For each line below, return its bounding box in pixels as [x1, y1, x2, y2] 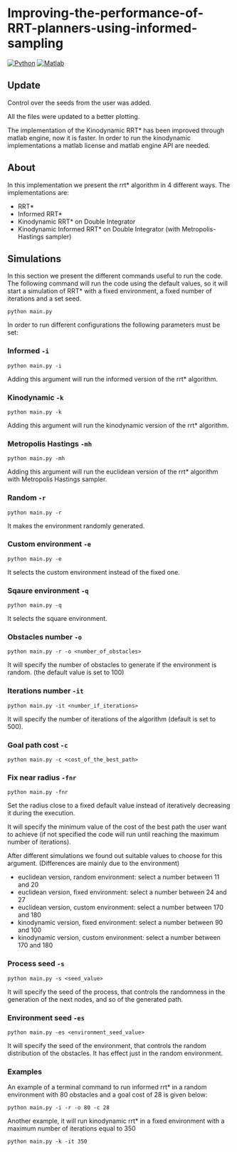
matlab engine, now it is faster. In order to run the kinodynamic [7, 133, 191, 142]
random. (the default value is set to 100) [7, 668, 125, 677]
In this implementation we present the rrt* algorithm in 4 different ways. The [7, 180, 231, 189]
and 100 [17, 926, 41, 934]
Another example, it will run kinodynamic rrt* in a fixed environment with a [7, 1116, 225, 1126]
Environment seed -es [7, 1012, 85, 1022]
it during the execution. [7, 809, 75, 817]
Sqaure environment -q [7, 585, 89, 595]
